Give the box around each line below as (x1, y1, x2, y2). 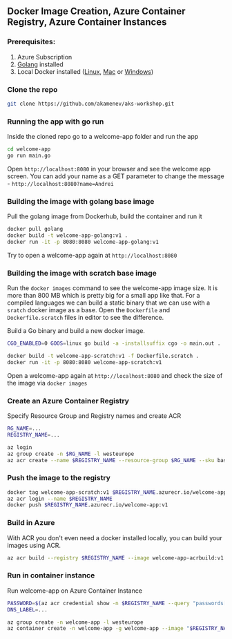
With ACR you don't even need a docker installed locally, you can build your (7, 533, 222, 542)
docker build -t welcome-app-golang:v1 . (7, 232, 128, 239)
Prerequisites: (7, 37, 56, 47)
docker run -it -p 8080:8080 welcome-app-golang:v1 (7, 238, 159, 245)
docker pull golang (7, 226, 64, 233)
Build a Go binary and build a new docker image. (7, 327, 145, 335)
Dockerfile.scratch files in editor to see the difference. (7, 314, 164, 322)
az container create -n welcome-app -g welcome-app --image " (7, 625, 190, 632)
